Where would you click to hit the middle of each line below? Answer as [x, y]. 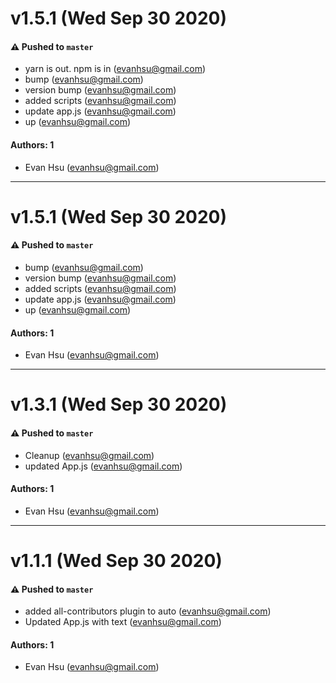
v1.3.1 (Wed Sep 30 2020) [119, 404]
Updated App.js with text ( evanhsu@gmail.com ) [123, 622]
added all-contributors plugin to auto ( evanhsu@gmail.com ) [148, 611]
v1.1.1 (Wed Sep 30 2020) [116, 560]
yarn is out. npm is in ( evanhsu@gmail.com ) [115, 69]
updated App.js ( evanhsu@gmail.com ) [103, 466]
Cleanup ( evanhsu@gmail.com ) [89, 455]
